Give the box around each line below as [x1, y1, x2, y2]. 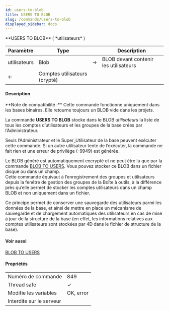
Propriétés [5, 261, 28, 267]
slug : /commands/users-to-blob [5, 17, 71, 22]
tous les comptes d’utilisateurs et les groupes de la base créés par [5, 122, 143, 129]
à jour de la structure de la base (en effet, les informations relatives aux [5, 216, 153, 222]
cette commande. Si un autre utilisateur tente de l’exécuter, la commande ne [5, 143, 163, 149]
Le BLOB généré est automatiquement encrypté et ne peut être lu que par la [5, 158, 162, 164]
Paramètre [8, 47, 34, 54]
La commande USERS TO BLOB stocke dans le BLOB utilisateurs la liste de [5, 117, 159, 123]
